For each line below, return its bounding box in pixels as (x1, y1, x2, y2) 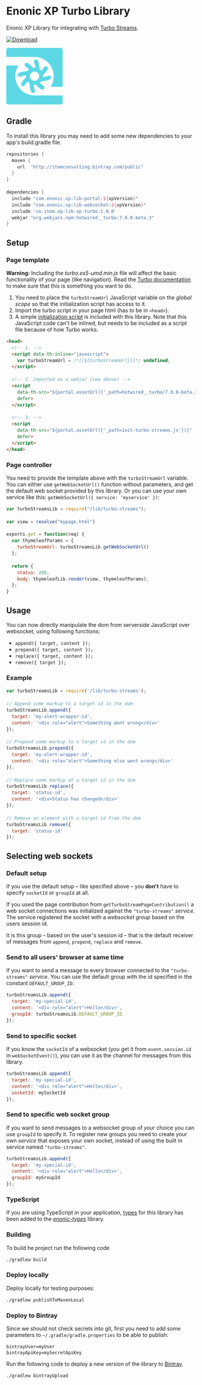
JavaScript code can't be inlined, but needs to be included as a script (14, 319, 188, 327)
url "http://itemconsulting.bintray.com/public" (17, 164, 144, 170)
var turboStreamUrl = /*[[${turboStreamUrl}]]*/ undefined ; (17, 357, 171, 363)
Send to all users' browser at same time (6, 953, 124, 961)
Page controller (6, 460, 52, 469)
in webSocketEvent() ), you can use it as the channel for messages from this (6, 1052, 191, 1059)
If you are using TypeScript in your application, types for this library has (6, 1209, 184, 1216)
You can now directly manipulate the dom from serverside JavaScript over (6, 621, 191, 629)
